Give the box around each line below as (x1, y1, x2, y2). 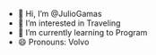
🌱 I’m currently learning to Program (17, 27, 148, 37)
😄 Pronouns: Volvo (17, 36, 90, 47)
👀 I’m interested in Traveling (17, 18, 121, 28)
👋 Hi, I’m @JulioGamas (17, 9, 102, 19)
